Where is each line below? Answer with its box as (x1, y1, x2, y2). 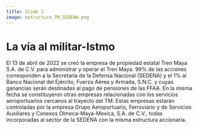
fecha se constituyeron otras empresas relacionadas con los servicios (6, 91, 178, 98)
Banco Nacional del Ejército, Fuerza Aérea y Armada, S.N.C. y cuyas (6, 78, 174, 86)
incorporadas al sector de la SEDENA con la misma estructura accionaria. (6, 117, 187, 124)
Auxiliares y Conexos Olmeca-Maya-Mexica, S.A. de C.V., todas (6, 110, 163, 117)
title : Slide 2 (6, 8, 44, 15)
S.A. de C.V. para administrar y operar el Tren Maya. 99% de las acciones (6, 66, 187, 73)
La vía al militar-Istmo (6, 40, 115, 54)
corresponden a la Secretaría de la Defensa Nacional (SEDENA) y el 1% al (6, 72, 187, 79)
